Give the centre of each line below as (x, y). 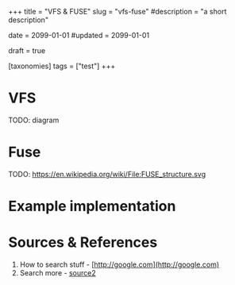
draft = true (27, 50)
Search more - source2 (58, 273)
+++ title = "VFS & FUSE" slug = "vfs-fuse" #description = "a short (118, 12)
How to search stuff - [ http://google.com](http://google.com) (119, 264)
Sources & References (83, 243)
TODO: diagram (34, 120)
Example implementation (92, 206)
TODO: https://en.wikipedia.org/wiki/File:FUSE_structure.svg (107, 174)
